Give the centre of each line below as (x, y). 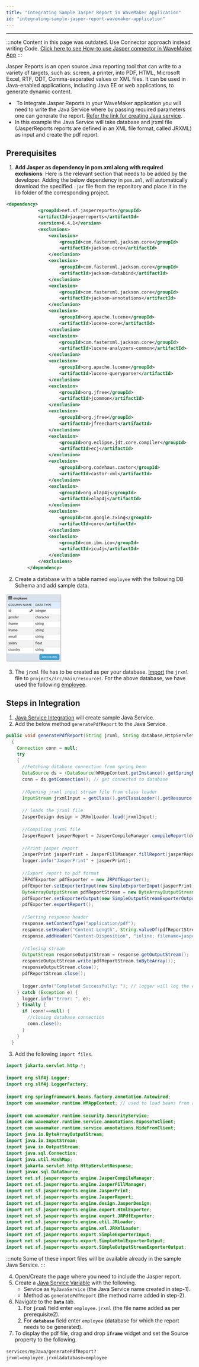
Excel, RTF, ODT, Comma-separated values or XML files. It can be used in (96, 79)
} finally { (31, 1005)
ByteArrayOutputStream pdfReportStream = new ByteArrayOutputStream (108, 892)
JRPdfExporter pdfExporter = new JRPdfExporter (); (86, 879)
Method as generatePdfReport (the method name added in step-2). (105, 1295)
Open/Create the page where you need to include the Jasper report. (98, 1276)
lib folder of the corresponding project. (62, 192)
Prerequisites (31, 153)
